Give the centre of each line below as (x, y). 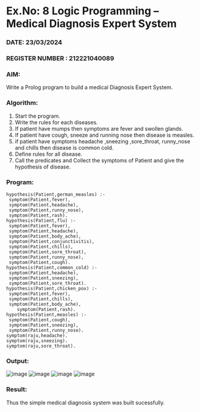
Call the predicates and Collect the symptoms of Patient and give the (99, 160)
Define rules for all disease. (48, 154)
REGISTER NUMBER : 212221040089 (60, 59)
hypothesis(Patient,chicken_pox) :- (52, 288)
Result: (17, 389)
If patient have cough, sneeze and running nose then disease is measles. (104, 135)
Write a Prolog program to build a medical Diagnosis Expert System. (90, 87)
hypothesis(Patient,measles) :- (46, 315)
